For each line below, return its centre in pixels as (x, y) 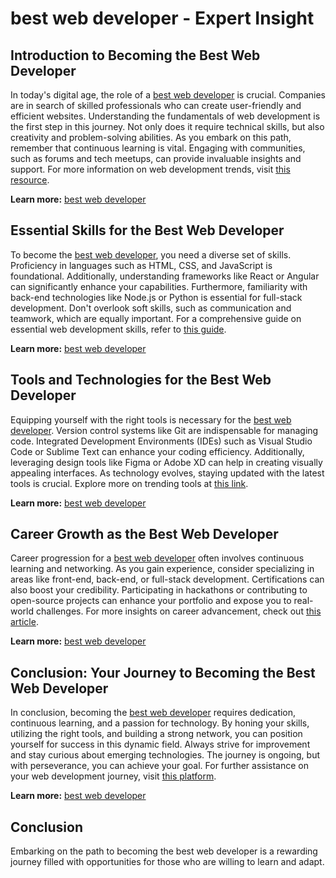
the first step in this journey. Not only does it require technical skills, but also (167, 126)
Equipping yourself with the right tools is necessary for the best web (151, 419)
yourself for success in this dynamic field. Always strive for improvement (160, 744)
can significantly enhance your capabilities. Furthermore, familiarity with (159, 286)
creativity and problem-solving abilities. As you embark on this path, (151, 137)
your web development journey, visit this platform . (113, 776)
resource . (30, 180)
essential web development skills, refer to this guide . (118, 329)
